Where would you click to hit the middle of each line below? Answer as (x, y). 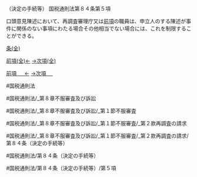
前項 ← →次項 (26, 73)
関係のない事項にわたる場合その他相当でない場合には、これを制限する (101, 29)
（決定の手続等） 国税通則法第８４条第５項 (58, 9)
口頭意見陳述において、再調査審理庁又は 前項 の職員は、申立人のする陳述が (96, 21)
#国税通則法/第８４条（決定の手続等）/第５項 (61, 168)
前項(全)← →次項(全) (31, 61)
